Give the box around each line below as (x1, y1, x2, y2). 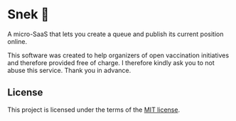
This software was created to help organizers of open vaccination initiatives (7, 51, 230, 59)
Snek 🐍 (7, 6, 50, 23)
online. (7, 37, 27, 45)
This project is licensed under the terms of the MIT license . (7, 105, 180, 114)
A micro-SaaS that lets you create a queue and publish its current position (7, 30, 224, 38)
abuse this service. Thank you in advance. (7, 66, 132, 74)
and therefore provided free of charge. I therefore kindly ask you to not (7, 58, 215, 67)
